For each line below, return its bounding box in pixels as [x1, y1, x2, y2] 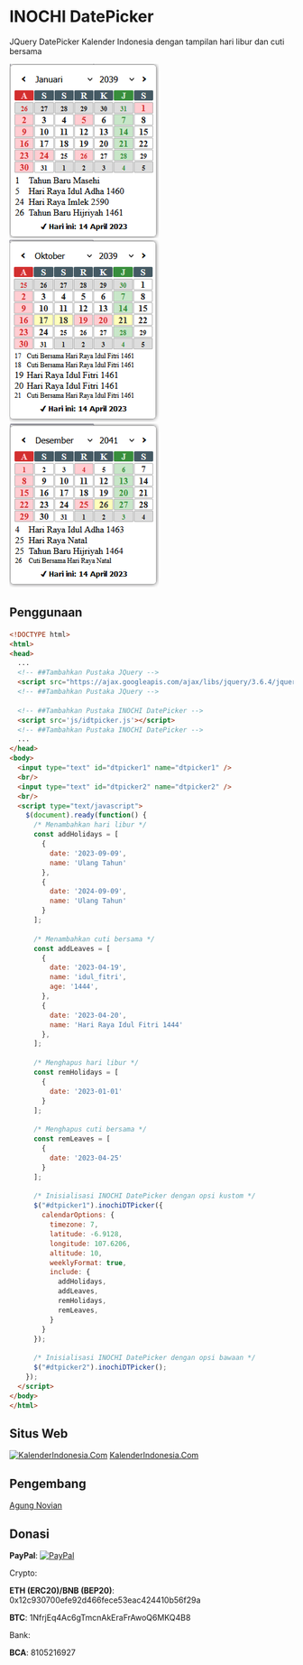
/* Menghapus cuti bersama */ [32, 1125, 147, 1134]
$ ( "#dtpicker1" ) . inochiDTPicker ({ [32, 1201, 164, 1210]
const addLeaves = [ [32, 944, 111, 953]
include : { [49, 1268, 91, 1277]
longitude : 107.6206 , [49, 1239, 131, 1248]
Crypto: [9, 1568, 38, 1578]
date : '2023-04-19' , [49, 963, 127, 972]
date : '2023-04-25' [49, 1153, 124, 1162]
